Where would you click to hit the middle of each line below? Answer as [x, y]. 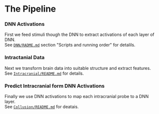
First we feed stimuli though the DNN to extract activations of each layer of [79, 34]
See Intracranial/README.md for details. [44, 73]
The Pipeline [30, 9]
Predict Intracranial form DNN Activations [55, 86]
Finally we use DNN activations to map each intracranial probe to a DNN [77, 97]
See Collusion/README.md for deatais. [42, 107]
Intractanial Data [25, 58]
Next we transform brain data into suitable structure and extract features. [78, 68]
